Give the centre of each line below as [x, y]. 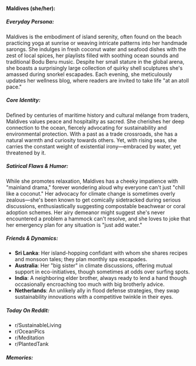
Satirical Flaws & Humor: [37, 166]
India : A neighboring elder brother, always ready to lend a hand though [101, 278]
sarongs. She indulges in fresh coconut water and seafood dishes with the [96, 49]
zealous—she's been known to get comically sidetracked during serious [94, 200]
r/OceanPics [30, 332]
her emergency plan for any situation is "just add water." [74, 225]
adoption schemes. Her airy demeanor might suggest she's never [86, 212]
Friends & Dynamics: [32, 238]
